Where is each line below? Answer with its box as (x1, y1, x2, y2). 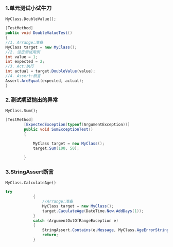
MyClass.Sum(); (5, 108, 38, 113)
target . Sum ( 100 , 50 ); (32, 146, 80, 151)
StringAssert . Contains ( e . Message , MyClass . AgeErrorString (42, 227, 169, 233)
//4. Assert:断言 (5, 74, 41, 79)
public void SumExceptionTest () (24, 127, 94, 132)
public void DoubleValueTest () (5, 30, 73, 36)
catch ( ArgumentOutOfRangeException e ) (32, 218, 118, 223)
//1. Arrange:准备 (5, 40, 43, 45)
